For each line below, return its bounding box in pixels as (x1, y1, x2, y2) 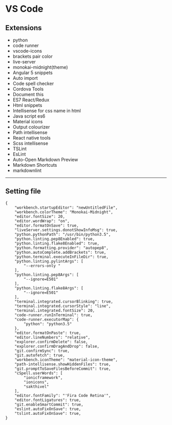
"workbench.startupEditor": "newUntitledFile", (14, 205, 118, 210)
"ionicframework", (24, 375, 63, 380)
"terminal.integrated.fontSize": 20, (14, 308, 95, 313)
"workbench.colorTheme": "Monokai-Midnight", (14, 209, 114, 215)
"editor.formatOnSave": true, (14, 223, 79, 228)
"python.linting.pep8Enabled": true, (14, 236, 95, 241)
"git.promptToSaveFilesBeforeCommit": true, (14, 366, 111, 371)
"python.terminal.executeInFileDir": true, (14, 254, 109, 259)
